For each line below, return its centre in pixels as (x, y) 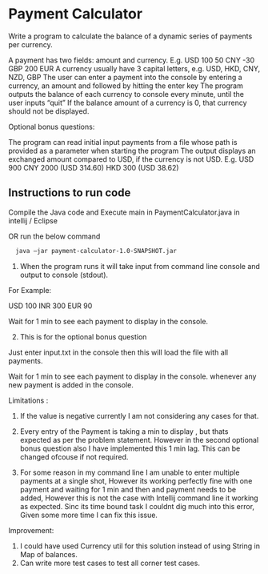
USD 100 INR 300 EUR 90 (50, 306)
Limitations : (28, 400)
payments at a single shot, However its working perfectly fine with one (136, 480)
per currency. (31, 44)
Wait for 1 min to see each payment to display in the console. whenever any (132, 376)
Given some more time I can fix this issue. (89, 515)
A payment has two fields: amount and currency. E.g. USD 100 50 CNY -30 (132, 60)
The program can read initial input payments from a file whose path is (123, 142)
